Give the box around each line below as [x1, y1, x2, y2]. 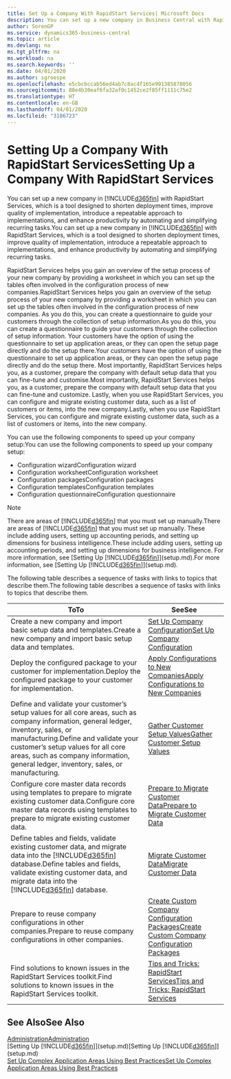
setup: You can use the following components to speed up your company [7, 440, 213, 448]
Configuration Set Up [147, 625, 214, 634]
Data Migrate [147, 859, 188, 868]
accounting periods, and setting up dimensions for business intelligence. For [7, 546, 224, 554]
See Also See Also [7, 1016, 85, 1028]
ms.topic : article [7, 36, 60, 43]
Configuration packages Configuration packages [16, 476, 154, 484]
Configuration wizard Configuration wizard [16, 460, 136, 469]
